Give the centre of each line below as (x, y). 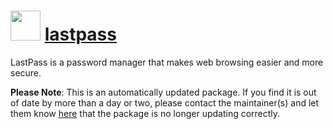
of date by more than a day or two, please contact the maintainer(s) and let (165, 102)
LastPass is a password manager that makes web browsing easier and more (167, 62)
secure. (26, 72)
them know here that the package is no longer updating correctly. (145, 113)
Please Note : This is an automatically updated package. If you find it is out (163, 92)
